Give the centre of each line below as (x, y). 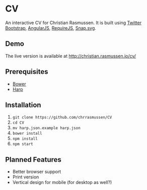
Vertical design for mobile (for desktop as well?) (62, 182)
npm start (23, 144)
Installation (23, 105)
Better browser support (37, 172)
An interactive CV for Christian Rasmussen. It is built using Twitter (73, 23)
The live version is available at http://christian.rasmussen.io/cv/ (71, 56)
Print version (26, 177)
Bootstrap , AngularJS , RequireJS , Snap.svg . (51, 28)
